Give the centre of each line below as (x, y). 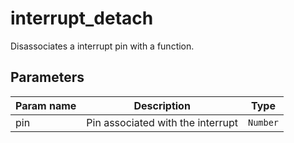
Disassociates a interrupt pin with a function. (102, 46)
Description (162, 105)
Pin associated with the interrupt (162, 122)
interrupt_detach (82, 18)
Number (263, 122)
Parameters (47, 77)
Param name (46, 105)
